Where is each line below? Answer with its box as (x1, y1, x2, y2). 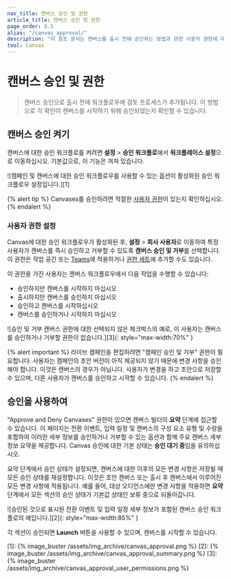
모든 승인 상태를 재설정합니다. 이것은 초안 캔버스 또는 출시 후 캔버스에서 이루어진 (7, 473, 222, 481)
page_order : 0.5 (7, 23, 54, 30)
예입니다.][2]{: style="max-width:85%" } (25, 514, 139, 522)
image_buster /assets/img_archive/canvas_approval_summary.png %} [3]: (7, 549, 217, 558)
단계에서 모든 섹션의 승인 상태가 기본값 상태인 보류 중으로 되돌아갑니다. (7, 490, 196, 498)
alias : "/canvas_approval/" (7, 29, 88, 36)
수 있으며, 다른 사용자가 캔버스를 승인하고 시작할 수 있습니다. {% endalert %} (7, 374, 214, 382)
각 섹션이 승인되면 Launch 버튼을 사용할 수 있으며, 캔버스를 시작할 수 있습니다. (7, 528, 218, 536)
